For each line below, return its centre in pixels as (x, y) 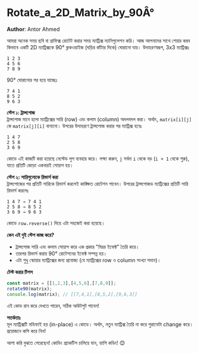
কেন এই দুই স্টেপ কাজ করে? (31, 235)
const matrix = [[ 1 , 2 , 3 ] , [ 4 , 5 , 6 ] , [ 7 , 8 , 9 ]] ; (62, 283)
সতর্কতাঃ (14, 317)
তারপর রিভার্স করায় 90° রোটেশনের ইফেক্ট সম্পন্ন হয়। (61, 253)
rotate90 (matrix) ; (29, 289)
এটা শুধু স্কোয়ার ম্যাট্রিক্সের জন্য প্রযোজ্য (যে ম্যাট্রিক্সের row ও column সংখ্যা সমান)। (88, 260)
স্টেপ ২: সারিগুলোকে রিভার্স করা (32, 177)
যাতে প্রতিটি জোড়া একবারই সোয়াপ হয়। (40, 165)
